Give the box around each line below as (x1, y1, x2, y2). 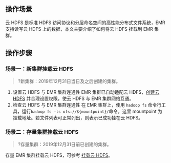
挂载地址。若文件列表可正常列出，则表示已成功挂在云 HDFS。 (12, 114, 143, 120)
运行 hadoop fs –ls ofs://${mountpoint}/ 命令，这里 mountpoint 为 (22, 108, 163, 114)
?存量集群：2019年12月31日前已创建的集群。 (17, 141, 112, 147)
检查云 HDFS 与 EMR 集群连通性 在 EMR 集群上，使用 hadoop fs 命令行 (12, 101, 162, 108)
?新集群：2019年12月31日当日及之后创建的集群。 (17, 78, 121, 84)
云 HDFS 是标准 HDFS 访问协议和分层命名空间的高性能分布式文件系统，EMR (5, 19, 165, 26)
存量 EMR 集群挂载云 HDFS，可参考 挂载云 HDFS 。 (5, 152, 113, 158)
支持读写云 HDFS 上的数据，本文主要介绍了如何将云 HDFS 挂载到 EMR (5, 26, 154, 32)
